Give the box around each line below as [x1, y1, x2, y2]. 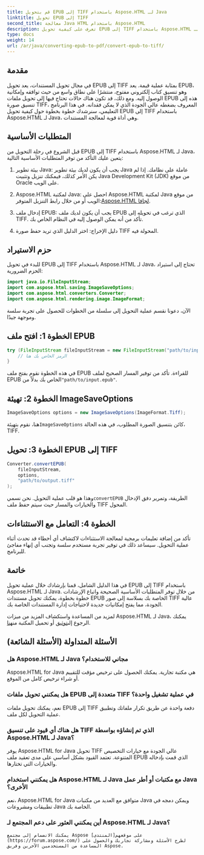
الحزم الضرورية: [7, 267, 43, 274]
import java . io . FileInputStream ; [7, 279, 91, 285]
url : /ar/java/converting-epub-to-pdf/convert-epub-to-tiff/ [7, 43, 165, 49]
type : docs [7, 32, 35, 38]
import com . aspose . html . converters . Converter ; [7, 290, 127, 297]
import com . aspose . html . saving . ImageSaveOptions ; [7, 285, 135, 291]
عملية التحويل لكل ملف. [7, 710, 61, 718]
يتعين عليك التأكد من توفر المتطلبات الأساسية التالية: [7, 154, 123, 161]
